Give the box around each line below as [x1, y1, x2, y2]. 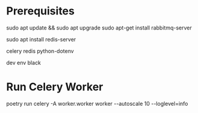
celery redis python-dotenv [6, 47, 74, 55]
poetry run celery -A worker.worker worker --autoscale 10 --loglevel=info [6, 100, 188, 107]
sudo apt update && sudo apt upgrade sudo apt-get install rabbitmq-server [6, 24, 192, 31]
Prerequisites [6, 4, 75, 18]
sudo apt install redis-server [6, 35, 76, 43]
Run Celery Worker [6, 80, 104, 94]
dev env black [6, 59, 41, 66]
